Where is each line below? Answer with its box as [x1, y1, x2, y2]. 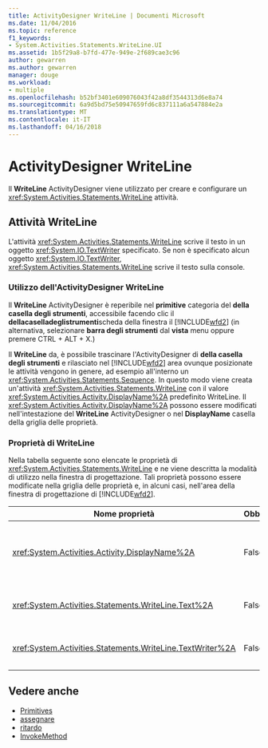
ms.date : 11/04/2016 [8, 19, 77, 27]
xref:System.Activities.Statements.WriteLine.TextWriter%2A [12, 643, 237, 654]
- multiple [8, 85, 45, 94]
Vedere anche [8, 684, 80, 699]
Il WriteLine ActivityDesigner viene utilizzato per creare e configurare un [8, 184, 247, 193]
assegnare [19, 714, 55, 723]
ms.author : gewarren [8, 64, 77, 72]
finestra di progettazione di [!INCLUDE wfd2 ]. [8, 489, 156, 499]
